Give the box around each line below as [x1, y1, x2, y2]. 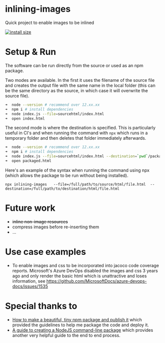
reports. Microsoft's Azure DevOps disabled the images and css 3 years [12, 268, 158, 273]
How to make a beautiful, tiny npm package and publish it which [12, 317, 142, 322]
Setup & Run [5, 47, 56, 57]
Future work [5, 202, 55, 214]
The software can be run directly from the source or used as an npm [5, 62, 144, 68]
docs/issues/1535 [12, 283, 48, 289]
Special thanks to [5, 300, 78, 312]
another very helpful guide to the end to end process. [12, 332, 121, 338]
